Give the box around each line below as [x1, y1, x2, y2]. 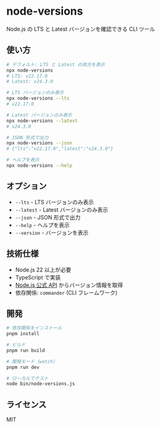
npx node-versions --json [6, 140, 72, 146]
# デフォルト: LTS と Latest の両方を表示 [6, 61, 105, 68]
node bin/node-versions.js [6, 381, 75, 387]
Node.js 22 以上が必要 [15, 266, 72, 273]
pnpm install [6, 331, 40, 337]
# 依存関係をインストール [6, 325, 62, 331]
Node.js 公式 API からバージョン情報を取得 [15, 281, 124, 289]
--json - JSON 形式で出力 [15, 213, 81, 221]
